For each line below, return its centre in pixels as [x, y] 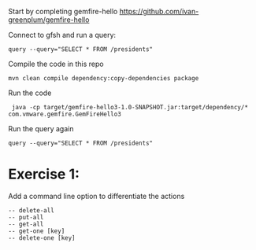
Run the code [30, 93]
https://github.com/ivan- [159, 11]
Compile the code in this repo [56, 64]
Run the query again [41, 129]
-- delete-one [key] [42, 238]
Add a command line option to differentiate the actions [96, 196]
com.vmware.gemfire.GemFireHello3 [65, 114]
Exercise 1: [44, 174]
